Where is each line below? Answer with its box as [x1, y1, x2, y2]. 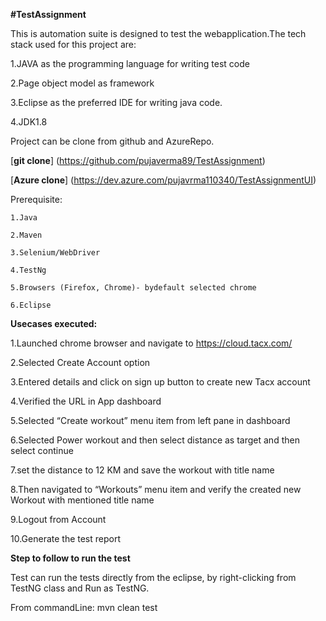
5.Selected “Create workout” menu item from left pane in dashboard [10, 415, 291, 426]
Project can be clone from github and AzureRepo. [10, 135, 215, 147]
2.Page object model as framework [10, 77, 155, 89]
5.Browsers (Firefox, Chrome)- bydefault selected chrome [10, 283, 257, 293]
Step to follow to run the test [10, 552, 131, 564]
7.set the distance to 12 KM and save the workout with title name [10, 464, 275, 476]
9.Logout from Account [10, 514, 107, 525]
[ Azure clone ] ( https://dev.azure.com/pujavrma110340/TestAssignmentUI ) [10, 174, 317, 186]
